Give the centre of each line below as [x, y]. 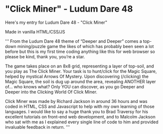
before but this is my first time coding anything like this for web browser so [80, 51]
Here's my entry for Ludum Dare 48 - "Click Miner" [56, 22]
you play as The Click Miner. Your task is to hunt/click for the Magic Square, [81, 71]
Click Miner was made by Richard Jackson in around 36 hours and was [76, 101]
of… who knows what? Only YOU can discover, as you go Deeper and [75, 86]
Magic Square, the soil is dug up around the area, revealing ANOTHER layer [81, 82]
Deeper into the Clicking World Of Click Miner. [51, 92]
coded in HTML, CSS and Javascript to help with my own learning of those [80, 106]
